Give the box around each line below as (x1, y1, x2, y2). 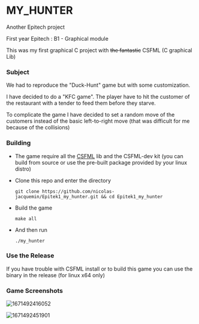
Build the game (14, 204, 53, 211)
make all (14, 216, 37, 222)
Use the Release (6, 252, 55, 260)
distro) (14, 165, 32, 172)
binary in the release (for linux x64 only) (6, 271, 105, 278)
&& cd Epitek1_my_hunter (101, 193, 163, 199)
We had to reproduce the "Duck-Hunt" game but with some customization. (6, 81, 191, 89)
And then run (14, 226, 48, 234)
